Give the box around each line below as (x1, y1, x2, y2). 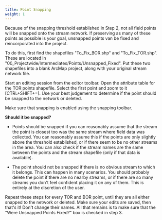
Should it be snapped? (5, 114, 52, 120)
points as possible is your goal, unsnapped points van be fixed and (5, 35, 139, 41)
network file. (5, 70, 31, 76)
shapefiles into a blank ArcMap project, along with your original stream (5, 65, 147, 71)
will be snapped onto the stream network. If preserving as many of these (5, 30, 151, 36)
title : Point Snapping (5, 7, 51, 12)
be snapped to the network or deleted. (5, 95, 82, 101)
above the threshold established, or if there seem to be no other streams (12, 139, 158, 145)
